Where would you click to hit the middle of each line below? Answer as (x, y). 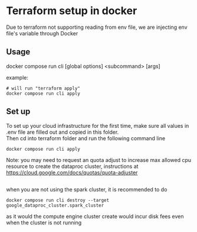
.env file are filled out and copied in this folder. (63, 132)
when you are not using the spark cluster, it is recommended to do (87, 189)
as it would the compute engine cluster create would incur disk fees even (95, 216)
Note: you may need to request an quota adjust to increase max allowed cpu (99, 160)
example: (17, 77)
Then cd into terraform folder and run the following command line (86, 138)
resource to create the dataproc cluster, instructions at (72, 166)
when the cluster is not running (44, 223)
